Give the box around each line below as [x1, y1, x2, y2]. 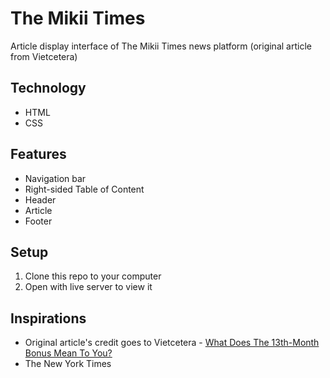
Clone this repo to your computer [24, 270, 162, 282]
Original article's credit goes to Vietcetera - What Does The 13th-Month [24, 337, 320, 349]
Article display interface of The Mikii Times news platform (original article [10, 40, 312, 52]
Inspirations [10, 310, 87, 327]
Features [10, 146, 67, 163]
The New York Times [24, 358, 112, 370]
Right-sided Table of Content [24, 183, 145, 195]
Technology [10, 80, 87, 97]
